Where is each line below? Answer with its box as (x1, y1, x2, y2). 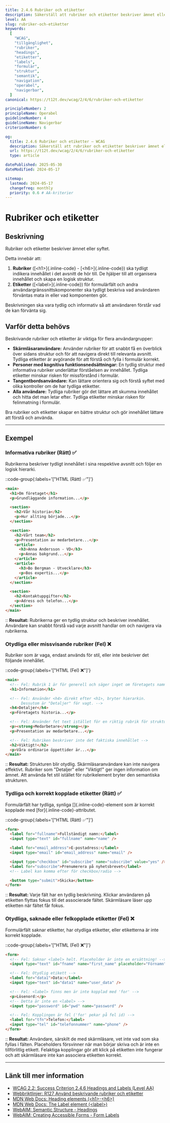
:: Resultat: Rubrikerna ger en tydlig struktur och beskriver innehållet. (5, 617, 150, 623)
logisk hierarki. (5, 466, 36, 472)
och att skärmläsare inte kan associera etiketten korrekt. (5, 1052, 122, 1058)
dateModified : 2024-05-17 (5, 167, 60, 172)
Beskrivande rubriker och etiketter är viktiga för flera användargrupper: (5, 336, 153, 342)
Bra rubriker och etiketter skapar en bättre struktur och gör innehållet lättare (5, 409, 163, 415)
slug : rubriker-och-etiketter (5, 21, 69, 27)
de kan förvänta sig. (5, 307, 47, 313)
